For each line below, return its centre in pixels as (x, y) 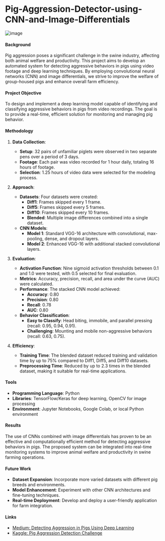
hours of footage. (37, 167)
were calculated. (36, 284)
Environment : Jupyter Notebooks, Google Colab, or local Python (78, 409)
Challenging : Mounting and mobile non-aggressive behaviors (89, 331)
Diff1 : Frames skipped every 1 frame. (64, 202)
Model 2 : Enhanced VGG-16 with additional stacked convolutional (93, 244)
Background (18, 44)
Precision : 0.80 (43, 300)
